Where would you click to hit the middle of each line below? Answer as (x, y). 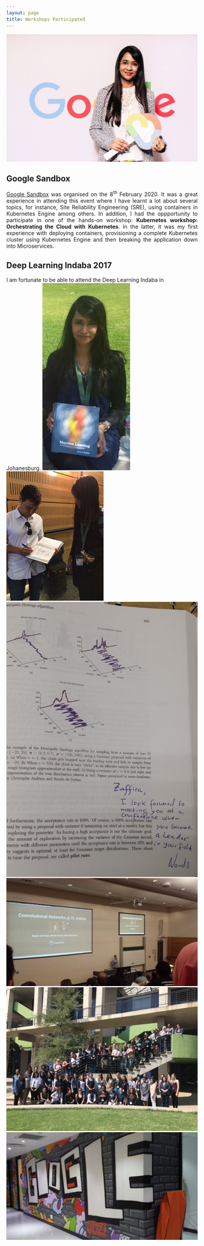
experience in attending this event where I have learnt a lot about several (102, 201)
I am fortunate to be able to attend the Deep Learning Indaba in (85, 279)
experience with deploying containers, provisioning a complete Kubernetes (102, 233)
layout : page (23, 13)
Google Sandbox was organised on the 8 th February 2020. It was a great (102, 194)
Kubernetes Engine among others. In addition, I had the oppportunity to (102, 214)
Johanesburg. (24, 468)
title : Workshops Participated (46, 19)
